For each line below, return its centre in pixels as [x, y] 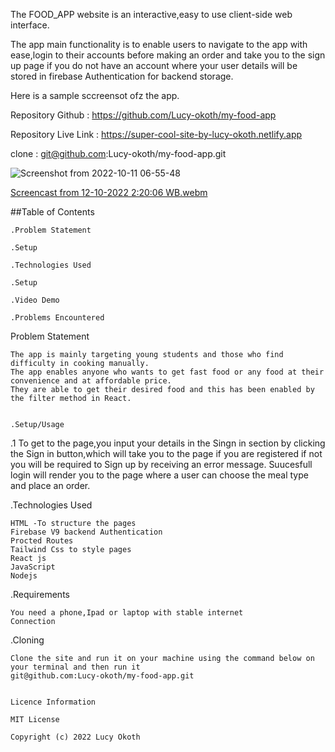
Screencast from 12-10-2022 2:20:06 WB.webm [109, 192]
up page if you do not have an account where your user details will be [154, 65]
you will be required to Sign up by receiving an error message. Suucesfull [161, 464]
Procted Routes [42, 541]
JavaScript [33, 567]
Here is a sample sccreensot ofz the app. [95, 95]
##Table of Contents [52, 212]
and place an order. [50, 485]
